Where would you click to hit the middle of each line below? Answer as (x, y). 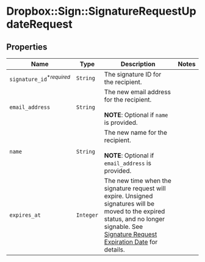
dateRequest (39, 24)
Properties (27, 47)
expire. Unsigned (128, 196)
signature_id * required (40, 78)
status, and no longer (135, 219)
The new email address (137, 92)
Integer (87, 215)
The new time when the (138, 181)
